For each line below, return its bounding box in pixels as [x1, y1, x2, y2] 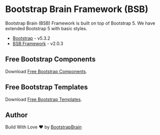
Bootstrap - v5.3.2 [12, 35, 50, 41]
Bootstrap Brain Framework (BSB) [5, 4, 148, 15]
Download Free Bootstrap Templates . [5, 96, 82, 102]
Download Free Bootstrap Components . [5, 68, 87, 74]
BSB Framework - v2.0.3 [12, 40, 64, 46]
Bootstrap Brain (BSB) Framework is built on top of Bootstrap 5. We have [5, 20, 155, 26]
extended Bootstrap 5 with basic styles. [5, 25, 88, 31]
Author [5, 110, 28, 119]
